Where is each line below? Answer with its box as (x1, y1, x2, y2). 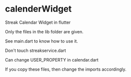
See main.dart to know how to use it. (5, 38, 79, 44)
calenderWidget (5, 3, 72, 15)
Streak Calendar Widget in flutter (5, 19, 71, 25)
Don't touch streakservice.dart (5, 47, 66, 53)
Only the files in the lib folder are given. (5, 29, 84, 34)
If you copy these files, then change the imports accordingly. (5, 66, 127, 72)
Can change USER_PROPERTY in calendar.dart (5, 57, 98, 62)
